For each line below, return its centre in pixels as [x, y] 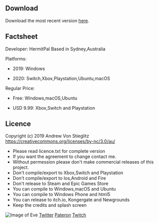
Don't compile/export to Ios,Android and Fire [59, 178]
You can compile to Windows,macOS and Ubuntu [64, 189]
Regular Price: [20, 88]
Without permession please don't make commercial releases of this [83, 162]
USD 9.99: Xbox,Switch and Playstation [54, 108]
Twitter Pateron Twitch [62, 215]
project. [21, 168]
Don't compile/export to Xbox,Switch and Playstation [68, 173]
